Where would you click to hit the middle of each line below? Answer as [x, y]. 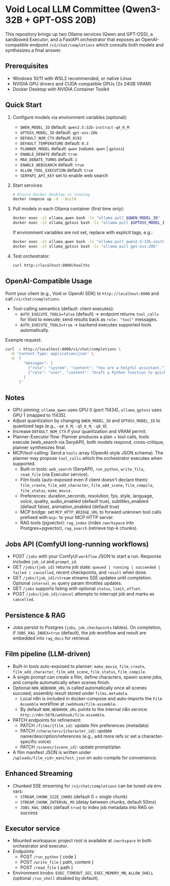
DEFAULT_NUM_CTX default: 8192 [51, 138]
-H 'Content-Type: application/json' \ [52, 354]
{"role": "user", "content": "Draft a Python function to [90, 372]
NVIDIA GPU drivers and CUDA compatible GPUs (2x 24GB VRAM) [82, 83]
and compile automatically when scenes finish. [61, 682]
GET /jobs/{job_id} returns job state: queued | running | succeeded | [87, 567]
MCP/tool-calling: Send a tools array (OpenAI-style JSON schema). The [88, 453]
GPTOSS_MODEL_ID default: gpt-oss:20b [59, 132]
